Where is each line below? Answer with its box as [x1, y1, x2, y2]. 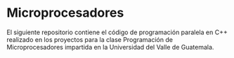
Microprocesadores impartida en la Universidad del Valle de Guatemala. [6, 43, 214, 51]
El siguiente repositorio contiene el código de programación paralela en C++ [6, 28, 228, 36]
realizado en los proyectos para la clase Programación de [6, 35, 174, 43]
